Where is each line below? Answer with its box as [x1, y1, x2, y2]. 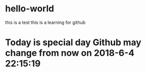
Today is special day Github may [5, 37, 142, 48]
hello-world [5, 3, 55, 14]
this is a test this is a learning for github [5, 19, 86, 25]
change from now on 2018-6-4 [5, 48, 135, 59]
